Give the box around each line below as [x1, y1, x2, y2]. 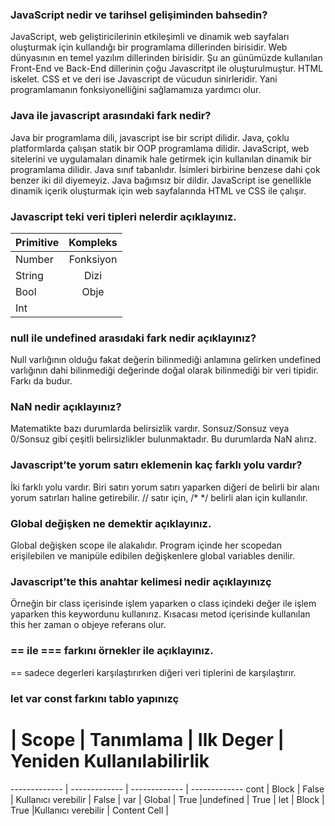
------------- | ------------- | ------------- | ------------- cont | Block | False [10, 783, 325, 795]
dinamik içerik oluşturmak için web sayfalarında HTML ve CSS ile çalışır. [10, 184, 307, 197]
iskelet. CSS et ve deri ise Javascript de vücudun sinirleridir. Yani [10, 73, 278, 85]
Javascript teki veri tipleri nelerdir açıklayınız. [10, 209, 237, 223]
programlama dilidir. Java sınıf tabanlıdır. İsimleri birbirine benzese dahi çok [10, 163, 321, 175]
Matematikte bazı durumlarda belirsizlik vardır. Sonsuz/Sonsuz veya [10, 423, 290, 435]
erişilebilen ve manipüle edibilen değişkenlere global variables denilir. [10, 550, 295, 562]
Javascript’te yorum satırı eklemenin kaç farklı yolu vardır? [10, 458, 303, 472]
